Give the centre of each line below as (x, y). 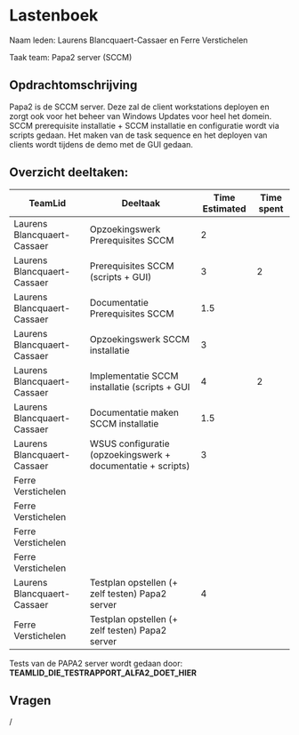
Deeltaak (141, 203)
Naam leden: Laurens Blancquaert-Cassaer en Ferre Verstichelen (129, 40)
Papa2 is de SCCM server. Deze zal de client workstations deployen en (139, 107)
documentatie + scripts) (140, 466)
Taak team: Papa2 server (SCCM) (71, 57)
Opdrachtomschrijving (73, 85)
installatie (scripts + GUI (140, 387)
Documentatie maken (134, 412)
